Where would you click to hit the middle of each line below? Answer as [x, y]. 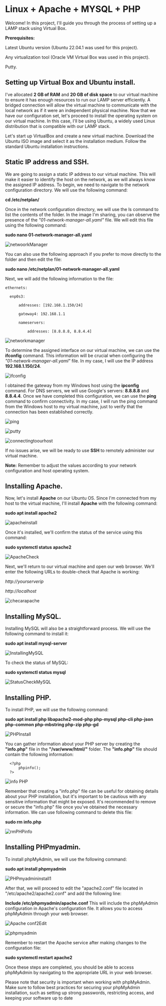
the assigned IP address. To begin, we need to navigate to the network [77, 185]
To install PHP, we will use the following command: [57, 710]
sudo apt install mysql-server [36, 644]
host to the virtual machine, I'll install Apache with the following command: [81, 503]
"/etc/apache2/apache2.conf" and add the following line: [63, 893]
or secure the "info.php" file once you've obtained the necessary [71, 807]
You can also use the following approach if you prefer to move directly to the [83, 254]
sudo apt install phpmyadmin [36, 869]
